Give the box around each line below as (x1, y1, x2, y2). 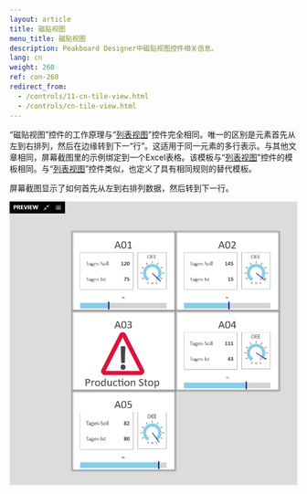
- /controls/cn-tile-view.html (17, 101, 137, 110)
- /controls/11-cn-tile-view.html (17, 91, 149, 100)
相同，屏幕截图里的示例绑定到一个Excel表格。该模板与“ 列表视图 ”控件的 (16, 152, 285, 163)
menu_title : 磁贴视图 (9, 34, 87, 43)
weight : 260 (9, 63, 55, 72)
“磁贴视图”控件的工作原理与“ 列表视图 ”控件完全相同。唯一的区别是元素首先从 (9, 129, 296, 140)
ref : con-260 (9, 73, 59, 82)
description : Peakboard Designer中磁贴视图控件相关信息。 (9, 44, 218, 53)
